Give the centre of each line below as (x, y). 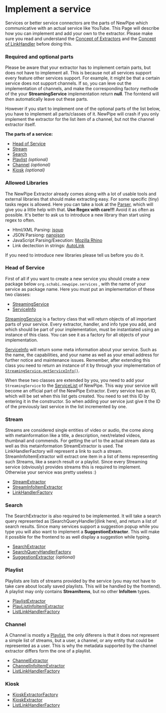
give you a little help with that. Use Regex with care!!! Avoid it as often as (80, 210)
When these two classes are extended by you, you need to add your (75, 380)
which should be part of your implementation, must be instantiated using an (82, 329)
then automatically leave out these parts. (47, 99)
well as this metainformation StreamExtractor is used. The (64, 446)
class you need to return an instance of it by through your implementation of (83, 365)
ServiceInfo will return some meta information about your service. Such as (81, 349)
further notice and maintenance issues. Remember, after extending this (78, 360)
